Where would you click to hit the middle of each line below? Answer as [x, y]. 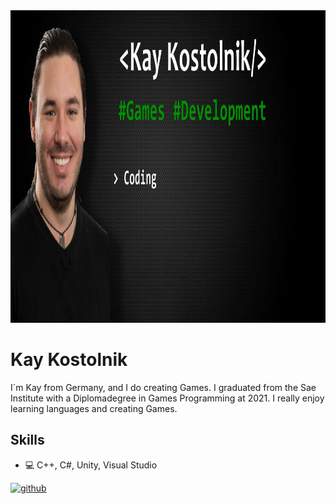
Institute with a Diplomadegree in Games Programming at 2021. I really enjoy [167, 398]
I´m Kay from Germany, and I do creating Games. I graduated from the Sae [163, 387]
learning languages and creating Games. [94, 408]
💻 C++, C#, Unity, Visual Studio [91, 465]
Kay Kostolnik [69, 360]
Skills [27, 440]
